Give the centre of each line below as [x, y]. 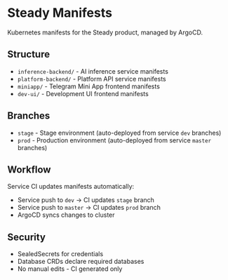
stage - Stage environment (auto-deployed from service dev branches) [119, 133]
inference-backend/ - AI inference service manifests [93, 71]
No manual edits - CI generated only [70, 269]
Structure [29, 54]
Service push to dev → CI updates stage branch [86, 200]
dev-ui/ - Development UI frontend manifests [83, 93]
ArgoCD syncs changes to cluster [66, 215]
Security [26, 237]
